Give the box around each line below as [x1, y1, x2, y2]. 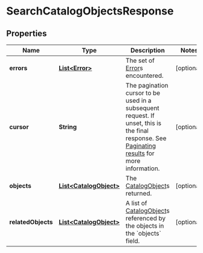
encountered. [126, 71, 164, 80]
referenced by [126, 214, 166, 222]
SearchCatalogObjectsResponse [6, 4, 174, 18]
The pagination [126, 82, 169, 89]
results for [126, 149, 155, 158]
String [59, 123, 77, 131]
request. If [126, 112, 155, 120]
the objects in [126, 222, 164, 230]
